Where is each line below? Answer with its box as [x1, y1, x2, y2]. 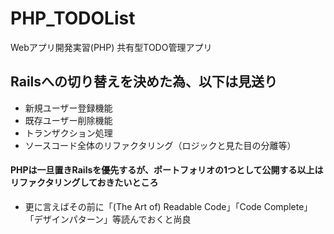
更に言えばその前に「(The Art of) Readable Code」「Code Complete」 [24, 200, 313, 212]
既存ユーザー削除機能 [24, 114, 113, 126]
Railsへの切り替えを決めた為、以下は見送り [10, 73, 278, 91]
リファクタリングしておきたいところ [10, 177, 159, 189]
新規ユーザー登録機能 [24, 102, 113, 114]
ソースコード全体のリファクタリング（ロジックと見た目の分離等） [24, 139, 297, 151]
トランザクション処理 [24, 127, 113, 139]
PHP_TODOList [10, 7, 136, 30]
